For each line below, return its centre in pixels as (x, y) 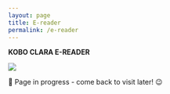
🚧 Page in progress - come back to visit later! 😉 (85, 82)
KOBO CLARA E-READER (49, 52)
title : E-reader (34, 23)
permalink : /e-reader (43, 30)
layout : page (29, 15)
